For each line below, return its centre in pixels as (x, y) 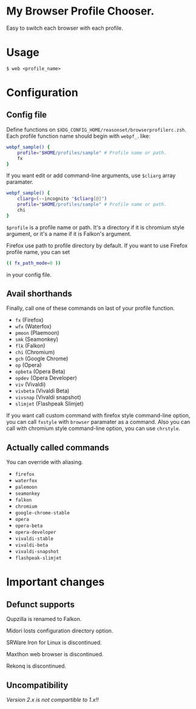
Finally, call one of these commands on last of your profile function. (90, 308)
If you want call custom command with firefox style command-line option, (98, 415)
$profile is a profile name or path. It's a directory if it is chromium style (96, 227)
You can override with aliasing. (45, 462)
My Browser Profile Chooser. (80, 11)
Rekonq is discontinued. (36, 666)
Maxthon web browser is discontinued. (55, 654)
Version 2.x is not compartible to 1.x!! (52, 700)
